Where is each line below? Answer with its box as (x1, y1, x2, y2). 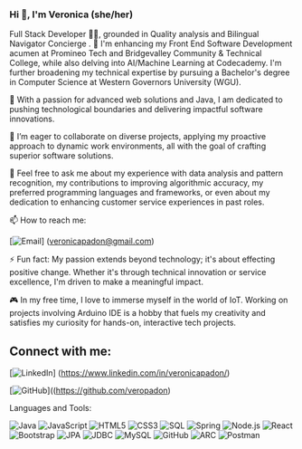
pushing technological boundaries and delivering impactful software (9, 104, 264, 115)
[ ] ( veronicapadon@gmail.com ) (9, 235, 156, 247)
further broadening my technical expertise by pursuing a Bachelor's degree (9, 67, 290, 78)
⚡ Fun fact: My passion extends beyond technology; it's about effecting (9, 253, 276, 265)
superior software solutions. (9, 150, 115, 161)
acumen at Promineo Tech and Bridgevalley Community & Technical (9, 48, 262, 59)
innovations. (9, 113, 55, 125)
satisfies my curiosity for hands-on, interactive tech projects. (9, 317, 237, 329)
